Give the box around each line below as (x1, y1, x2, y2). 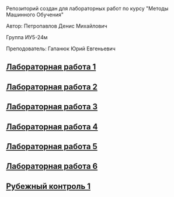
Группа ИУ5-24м (6, 34, 48, 40)
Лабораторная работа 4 (6, 122, 98, 132)
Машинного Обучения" (6, 11, 64, 18)
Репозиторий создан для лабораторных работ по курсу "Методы (6, 5, 169, 12)
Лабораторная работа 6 (6, 161, 98, 171)
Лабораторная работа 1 (6, 62, 96, 72)
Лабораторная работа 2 (6, 82, 98, 92)
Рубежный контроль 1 (6, 181, 91, 191)
